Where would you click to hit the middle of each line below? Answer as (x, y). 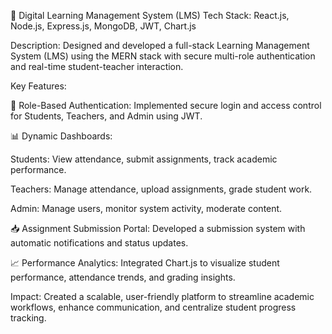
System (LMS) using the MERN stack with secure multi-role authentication (163, 56)
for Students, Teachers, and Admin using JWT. (106, 116)
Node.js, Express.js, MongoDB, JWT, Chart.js (103, 26)
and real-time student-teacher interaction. (97, 66)
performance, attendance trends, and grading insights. (123, 277)
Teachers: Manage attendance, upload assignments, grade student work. (161, 189)
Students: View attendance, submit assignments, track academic (144, 159)
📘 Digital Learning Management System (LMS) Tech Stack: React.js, (150, 15)
